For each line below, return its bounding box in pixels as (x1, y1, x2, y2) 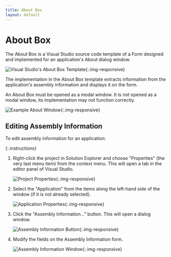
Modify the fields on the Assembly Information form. (12, 236, 123, 243)
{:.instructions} (5, 145, 37, 151)
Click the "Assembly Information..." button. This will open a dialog (12, 211, 151, 217)
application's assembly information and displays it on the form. (5, 82, 138, 88)
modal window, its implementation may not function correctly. (5, 97, 135, 103)
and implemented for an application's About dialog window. (5, 57, 131, 63)
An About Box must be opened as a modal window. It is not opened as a (5, 91, 157, 98)
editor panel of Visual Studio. (12, 166, 74, 172)
